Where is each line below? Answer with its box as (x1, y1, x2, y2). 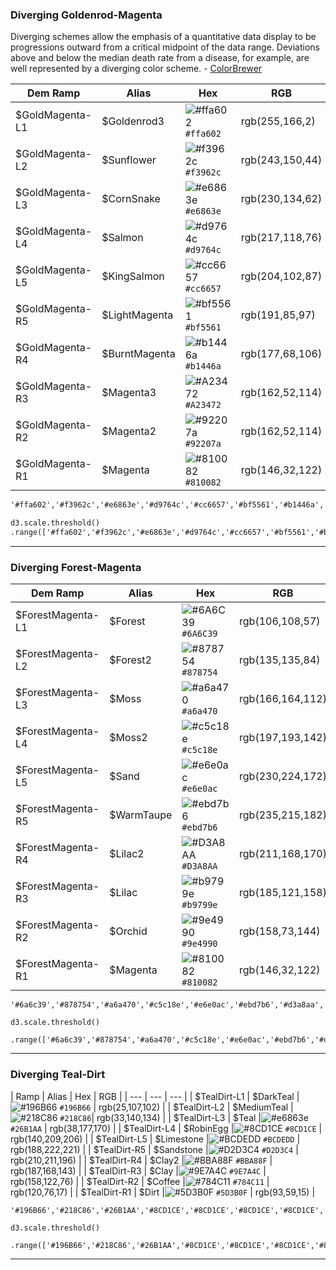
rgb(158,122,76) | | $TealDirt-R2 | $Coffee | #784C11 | (10, 1175, 270, 1187)
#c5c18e (181, 744, 218, 756)
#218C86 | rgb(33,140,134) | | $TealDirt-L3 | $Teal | (59, 1111, 262, 1123)
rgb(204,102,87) (240, 269, 323, 283)
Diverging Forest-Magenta (10, 560, 142, 574)
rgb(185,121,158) (239, 886, 327, 900)
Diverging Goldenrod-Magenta (10, 8, 163, 22)
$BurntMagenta (101, 347, 176, 361)
